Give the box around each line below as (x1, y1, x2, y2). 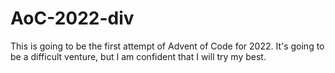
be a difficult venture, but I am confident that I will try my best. (10, 50, 267, 62)
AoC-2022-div (10, 7, 135, 30)
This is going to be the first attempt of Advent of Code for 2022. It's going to (10, 40, 325, 52)
